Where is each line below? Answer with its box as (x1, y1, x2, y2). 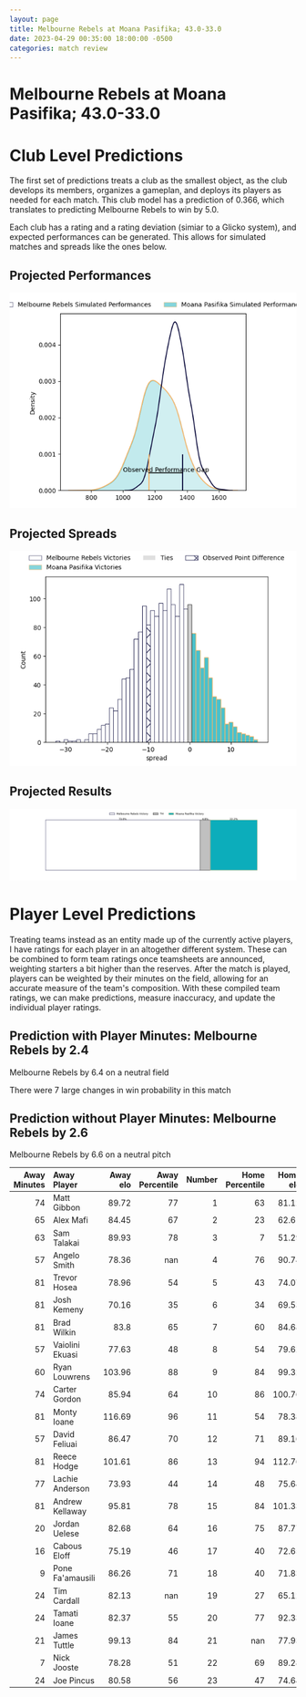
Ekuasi (53, 1349, 78, 1360)
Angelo (53, 1249, 80, 1260)
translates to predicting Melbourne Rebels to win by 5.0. (9, 204, 219, 215)
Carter (53, 1384, 77, 1395)
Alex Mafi (53, 1215, 88, 1226)
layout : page (9, 15, 59, 24)
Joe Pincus (53, 1674, 96, 1686)
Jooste (53, 1662, 79, 1673)
